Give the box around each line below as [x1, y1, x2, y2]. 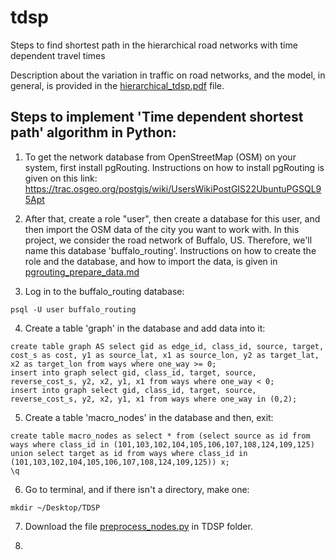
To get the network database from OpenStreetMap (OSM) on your [24, 151, 297, 163]
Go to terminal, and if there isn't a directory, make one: [24, 483, 250, 495]
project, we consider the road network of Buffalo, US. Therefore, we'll [24, 234, 313, 246]
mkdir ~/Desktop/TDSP [10, 502, 101, 513]
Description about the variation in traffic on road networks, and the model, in [10, 69, 326, 81]
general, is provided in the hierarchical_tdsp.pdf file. [10, 79, 225, 91]
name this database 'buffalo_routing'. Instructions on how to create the [24, 244, 317, 256]
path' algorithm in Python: [10, 124, 177, 141]
